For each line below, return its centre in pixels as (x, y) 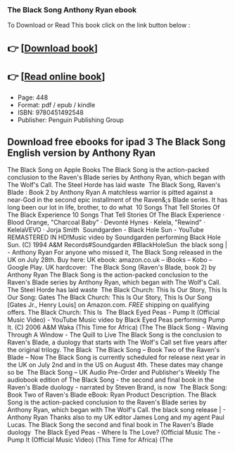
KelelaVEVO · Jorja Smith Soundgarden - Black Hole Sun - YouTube (106, 230)
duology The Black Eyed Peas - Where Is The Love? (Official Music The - (114, 433)
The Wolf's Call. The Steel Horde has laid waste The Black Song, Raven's (114, 185)
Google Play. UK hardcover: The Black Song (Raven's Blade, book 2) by (112, 267)
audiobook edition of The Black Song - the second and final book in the (111, 380)
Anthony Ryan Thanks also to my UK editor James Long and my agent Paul (116, 417)
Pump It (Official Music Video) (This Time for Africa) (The (90, 440)
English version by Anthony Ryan (82, 153)
